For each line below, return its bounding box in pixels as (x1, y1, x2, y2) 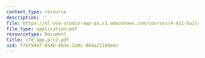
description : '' (6, 14, 48, 21)
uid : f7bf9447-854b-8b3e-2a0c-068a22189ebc (6, 43, 119, 49)
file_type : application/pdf (6, 25, 78, 32)
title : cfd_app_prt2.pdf (6, 37, 70, 43)
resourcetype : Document (6, 31, 67, 37)
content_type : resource (6, 8, 67, 15)
